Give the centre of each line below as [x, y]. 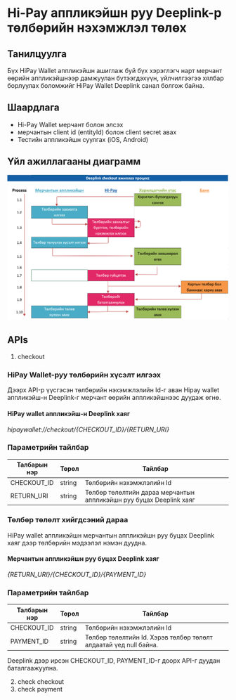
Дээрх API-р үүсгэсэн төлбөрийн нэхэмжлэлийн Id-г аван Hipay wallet [113, 390]
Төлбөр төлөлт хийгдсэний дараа [68, 520]
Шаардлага [33, 108]
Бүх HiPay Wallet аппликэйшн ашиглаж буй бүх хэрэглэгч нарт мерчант [115, 71]
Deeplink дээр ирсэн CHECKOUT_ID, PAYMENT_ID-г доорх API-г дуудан [114, 660]
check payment [40, 689]
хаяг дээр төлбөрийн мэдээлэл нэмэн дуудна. [77, 543]
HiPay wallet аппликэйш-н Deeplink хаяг [69, 413]
